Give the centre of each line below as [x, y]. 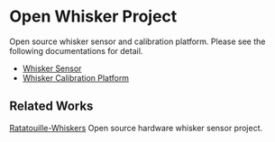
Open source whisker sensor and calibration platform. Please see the [137, 41]
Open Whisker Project [93, 17]
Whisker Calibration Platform [75, 77]
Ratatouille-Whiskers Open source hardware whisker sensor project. [136, 128]
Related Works [51, 106]
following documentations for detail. [76, 50]
